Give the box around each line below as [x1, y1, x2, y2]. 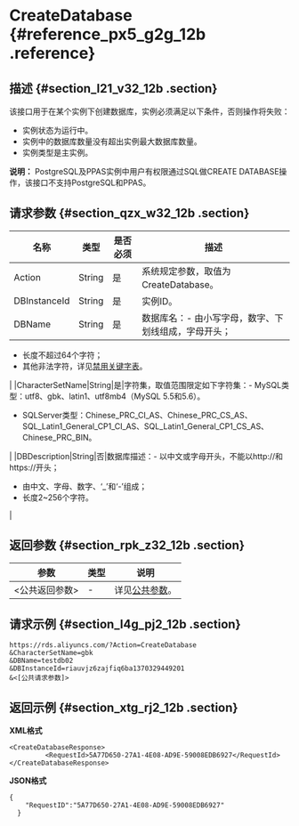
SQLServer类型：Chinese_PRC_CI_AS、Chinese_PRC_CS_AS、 [21, 409, 253, 420]
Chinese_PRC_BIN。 [21, 432, 97, 442]
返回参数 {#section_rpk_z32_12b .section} [9, 538, 246, 553]
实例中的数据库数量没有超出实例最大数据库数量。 [21, 136, 202, 147]
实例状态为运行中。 [21, 126, 93, 135]
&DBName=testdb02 [9, 656, 74, 666]
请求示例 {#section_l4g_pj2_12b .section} [9, 617, 242, 632]
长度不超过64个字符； [21, 349, 103, 360]
